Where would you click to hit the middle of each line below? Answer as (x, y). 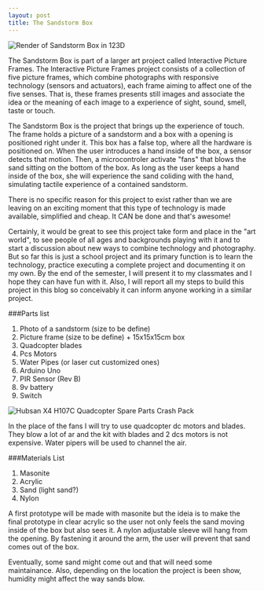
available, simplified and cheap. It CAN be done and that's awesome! (119, 216)
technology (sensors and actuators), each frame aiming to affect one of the (130, 85)
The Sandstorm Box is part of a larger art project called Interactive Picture (128, 61)
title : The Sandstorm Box (50, 23)
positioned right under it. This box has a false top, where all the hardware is (130, 142)
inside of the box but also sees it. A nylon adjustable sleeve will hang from (128, 530)
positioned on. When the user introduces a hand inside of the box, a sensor (130, 151)
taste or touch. (32, 110)
